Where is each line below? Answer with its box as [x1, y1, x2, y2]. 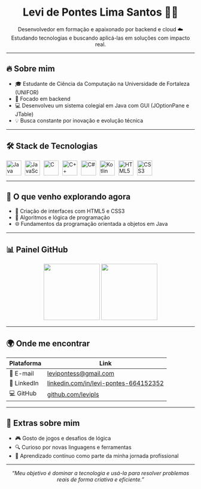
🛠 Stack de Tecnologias [6, 141, 98, 151]
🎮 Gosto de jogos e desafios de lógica [14, 434, 111, 442]
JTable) [14, 111, 34, 118]
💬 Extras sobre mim [6, 418, 80, 428]
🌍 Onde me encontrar [6, 338, 90, 348]
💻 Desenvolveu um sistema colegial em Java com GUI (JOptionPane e [14, 102, 190, 109]
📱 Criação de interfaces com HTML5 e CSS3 [14, 207, 125, 215]
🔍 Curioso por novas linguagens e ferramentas [14, 443, 132, 451]
